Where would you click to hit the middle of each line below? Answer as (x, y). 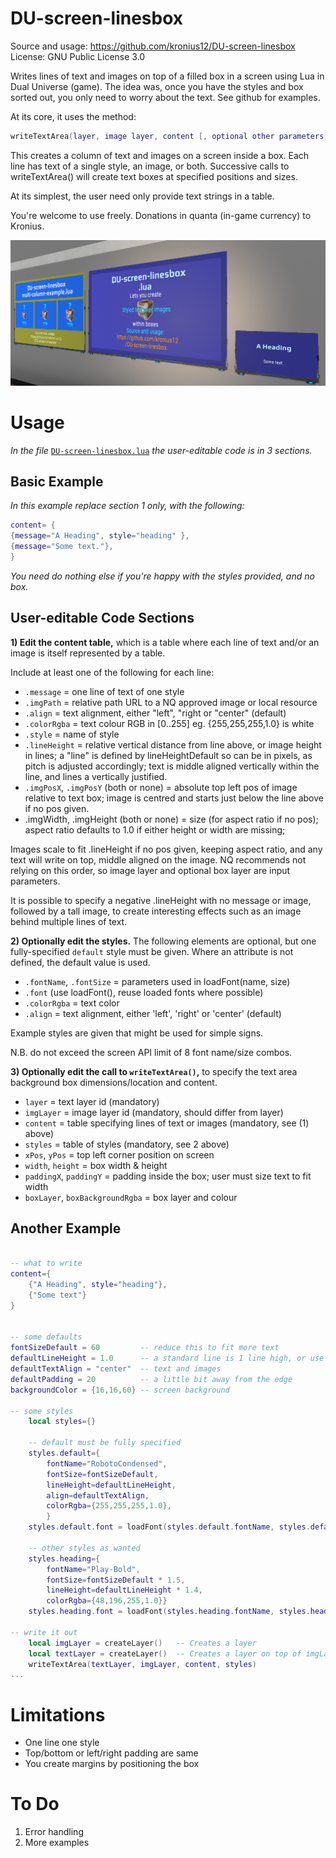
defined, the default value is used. (80, 962)
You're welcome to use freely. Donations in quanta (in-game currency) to (161, 215)
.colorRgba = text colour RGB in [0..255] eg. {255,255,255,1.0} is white (169, 723)
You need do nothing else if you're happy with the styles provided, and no (162, 576)
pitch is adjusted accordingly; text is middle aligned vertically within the (172, 766)
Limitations (58, 1714)
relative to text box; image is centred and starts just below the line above (174, 798)
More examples (57, 1843)
